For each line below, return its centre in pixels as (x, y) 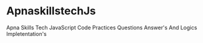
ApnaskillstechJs (51, 11)
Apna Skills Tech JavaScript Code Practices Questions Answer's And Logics (102, 27)
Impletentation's (26, 33)
